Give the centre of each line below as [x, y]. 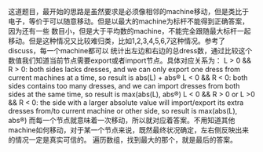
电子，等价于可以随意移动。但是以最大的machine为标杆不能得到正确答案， [129, 21]
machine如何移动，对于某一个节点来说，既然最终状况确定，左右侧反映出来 [129, 130]
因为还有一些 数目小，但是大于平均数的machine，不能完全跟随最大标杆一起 [130, 31]
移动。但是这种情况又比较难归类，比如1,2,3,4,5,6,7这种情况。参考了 [117, 41]
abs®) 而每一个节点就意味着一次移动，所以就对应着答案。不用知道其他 [122, 120]
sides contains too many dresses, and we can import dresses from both [124, 86]
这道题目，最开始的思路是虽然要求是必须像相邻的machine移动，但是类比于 [129, 11]
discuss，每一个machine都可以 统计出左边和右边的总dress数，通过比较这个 [130, 51]
